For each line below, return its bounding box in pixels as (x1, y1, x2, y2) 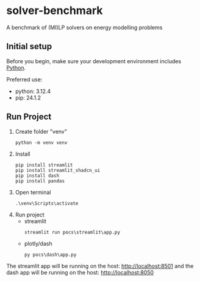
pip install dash (15, 173, 60, 179)
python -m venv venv (15, 139, 68, 146)
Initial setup (6, 41, 52, 52)
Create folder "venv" (15, 128, 67, 135)
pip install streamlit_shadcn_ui (15, 167, 101, 173)
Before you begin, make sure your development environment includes (6, 57, 182, 64)
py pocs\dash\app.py (24, 252, 77, 258)
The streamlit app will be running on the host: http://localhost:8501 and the (6, 262, 194, 269)
